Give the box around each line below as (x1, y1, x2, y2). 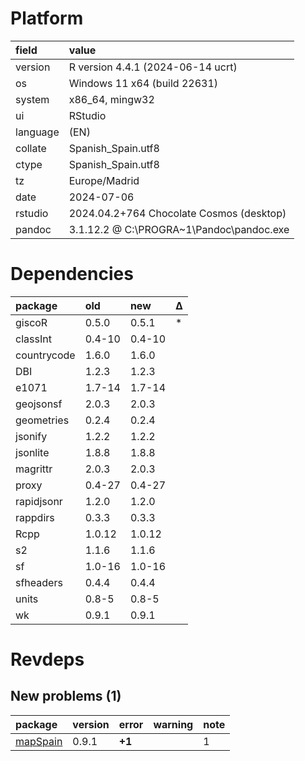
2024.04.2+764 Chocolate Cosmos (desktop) (68, 206, 287, 220)
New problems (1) (10, 688, 122, 705)
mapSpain (15, 734, 63, 748)
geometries (15, 413, 70, 427)
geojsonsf (15, 397, 63, 411)
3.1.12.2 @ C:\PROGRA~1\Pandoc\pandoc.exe (68, 222, 290, 236)
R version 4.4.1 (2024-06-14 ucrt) (68, 60, 238, 74)
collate (15, 141, 47, 155)
